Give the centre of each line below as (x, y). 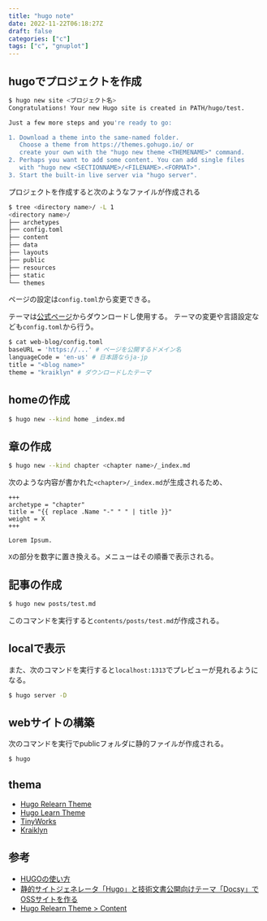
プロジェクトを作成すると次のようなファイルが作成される (104, 191)
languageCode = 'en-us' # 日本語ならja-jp (78, 358)
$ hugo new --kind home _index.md (67, 419)
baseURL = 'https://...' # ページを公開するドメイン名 (95, 350)
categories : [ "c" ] (39, 39)
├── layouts (28, 253)
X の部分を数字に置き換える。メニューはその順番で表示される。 (113, 557)
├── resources (32, 268)
